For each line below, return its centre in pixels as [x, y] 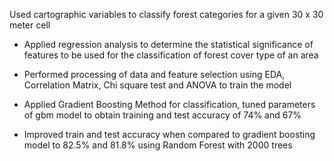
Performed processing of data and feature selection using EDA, [154, 74]
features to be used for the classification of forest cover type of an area [171, 55]
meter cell [30, 25]
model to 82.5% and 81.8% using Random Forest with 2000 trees [158, 145]
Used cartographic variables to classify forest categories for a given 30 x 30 [166, 14]
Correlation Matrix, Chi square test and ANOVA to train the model [157, 85]
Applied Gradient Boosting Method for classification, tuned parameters [169, 104]
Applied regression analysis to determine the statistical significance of [168, 44]
